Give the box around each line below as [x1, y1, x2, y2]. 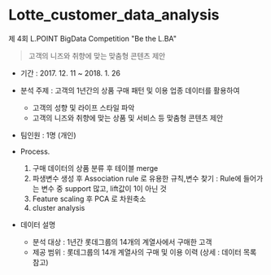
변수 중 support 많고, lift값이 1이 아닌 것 [41, 183, 167, 193]
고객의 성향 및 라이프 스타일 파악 [32, 103, 135, 112]
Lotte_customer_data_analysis [8, 6, 220, 24]
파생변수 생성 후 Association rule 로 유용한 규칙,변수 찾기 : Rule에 [32, 173, 242, 183]
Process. [20, 146, 50, 156]
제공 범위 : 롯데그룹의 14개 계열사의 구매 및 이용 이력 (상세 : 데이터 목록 [32, 247, 257, 257]
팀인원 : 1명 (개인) [20, 130, 76, 140]
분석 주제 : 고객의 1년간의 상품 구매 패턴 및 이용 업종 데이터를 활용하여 [20, 85, 240, 95]
